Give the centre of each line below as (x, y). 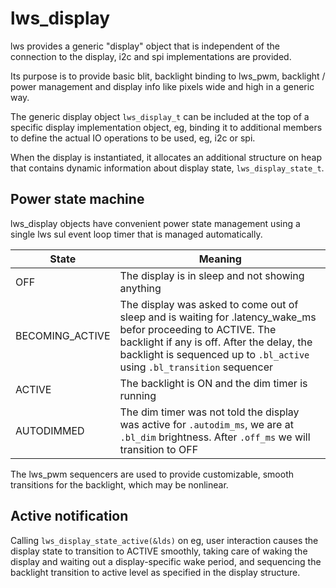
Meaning (220, 259)
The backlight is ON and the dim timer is (213, 383)
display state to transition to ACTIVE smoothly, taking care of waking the (159, 551)
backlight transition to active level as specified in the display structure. (155, 572)
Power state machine (77, 199)
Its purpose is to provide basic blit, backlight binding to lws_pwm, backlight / (168, 76)
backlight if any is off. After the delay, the (216, 342)
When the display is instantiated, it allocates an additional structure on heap (166, 157)
